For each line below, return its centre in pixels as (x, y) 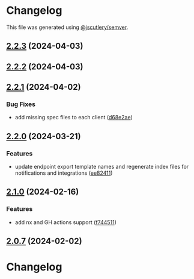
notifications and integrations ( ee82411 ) (64, 173)
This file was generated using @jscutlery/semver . (67, 27)
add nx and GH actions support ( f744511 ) (66, 222)
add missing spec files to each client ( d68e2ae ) (74, 118)
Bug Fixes (21, 104)
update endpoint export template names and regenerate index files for (102, 167)
